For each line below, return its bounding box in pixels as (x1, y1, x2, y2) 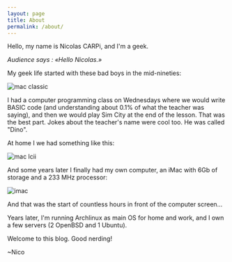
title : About (7, 17, 45, 24)
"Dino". (7, 126, 28, 134)
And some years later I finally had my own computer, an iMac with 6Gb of (7, 166, 218, 174)
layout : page (7, 10, 45, 17)
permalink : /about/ (7, 23, 64, 30)
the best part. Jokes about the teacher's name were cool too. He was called (7, 118, 225, 126)
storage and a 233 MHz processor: (7, 173, 108, 181)
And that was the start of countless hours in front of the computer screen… (7, 200, 223, 208)
